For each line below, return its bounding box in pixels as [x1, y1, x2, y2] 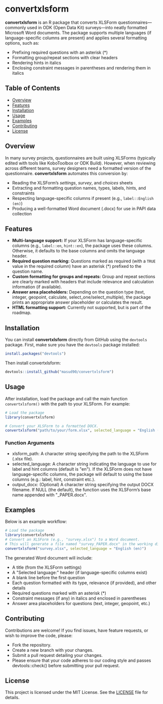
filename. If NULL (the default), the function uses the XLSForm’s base [12, 487, 151, 492]
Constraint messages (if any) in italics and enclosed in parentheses [12, 595, 147, 601]
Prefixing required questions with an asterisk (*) [12, 49, 108, 55]
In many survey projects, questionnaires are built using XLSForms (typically [5, 155, 156, 161]
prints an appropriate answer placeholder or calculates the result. [12, 299, 143, 305]
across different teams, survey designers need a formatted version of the [5, 165, 151, 171]
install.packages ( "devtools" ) [5, 351, 66, 356]
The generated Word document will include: [5, 555, 93, 561]
